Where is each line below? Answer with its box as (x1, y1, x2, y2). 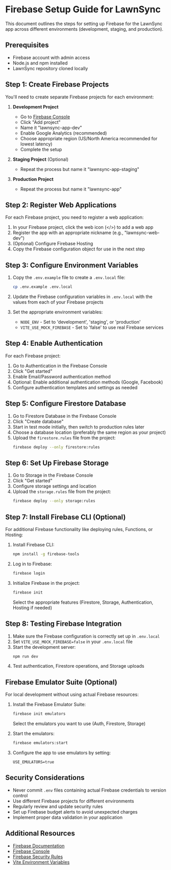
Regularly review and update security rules (12, 803, 103, 810)
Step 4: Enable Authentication (5, 339, 103, 348)
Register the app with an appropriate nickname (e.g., (12, 229, 124, 236)
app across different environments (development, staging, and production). (5, 26, 163, 32)
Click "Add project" (20, 119, 61, 125)
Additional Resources (5, 829, 75, 838)
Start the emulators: (12, 731, 55, 737)
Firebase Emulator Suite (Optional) (5, 677, 117, 687)
